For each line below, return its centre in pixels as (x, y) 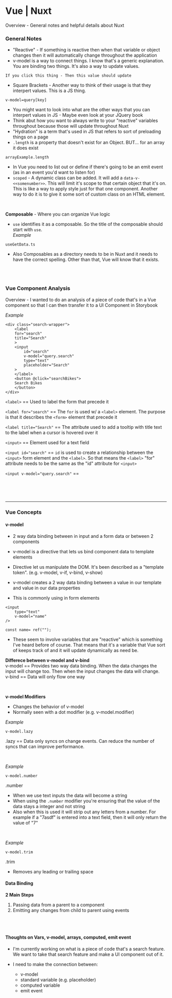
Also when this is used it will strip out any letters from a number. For (84, 812)
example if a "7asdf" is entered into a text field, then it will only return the (90, 817)
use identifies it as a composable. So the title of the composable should (88, 224)
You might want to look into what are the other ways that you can (81, 110)
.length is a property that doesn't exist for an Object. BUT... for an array (89, 143)
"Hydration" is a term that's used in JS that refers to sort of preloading (87, 132)
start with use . (27, 230)
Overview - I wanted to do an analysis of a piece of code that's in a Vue (81, 300)
